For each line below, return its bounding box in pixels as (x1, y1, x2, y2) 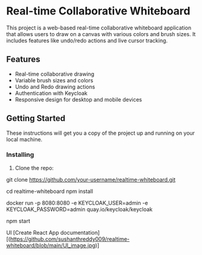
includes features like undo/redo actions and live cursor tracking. (6, 37, 168, 44)
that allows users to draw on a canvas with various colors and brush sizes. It (6, 30, 196, 37)
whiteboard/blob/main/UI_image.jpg (6, 242, 96, 249)
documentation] (60, 229, 100, 236)
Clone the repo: (14, 164, 54, 171)
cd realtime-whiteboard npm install (6, 188, 93, 195)
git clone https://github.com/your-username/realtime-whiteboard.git (6, 176, 176, 183)
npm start (6, 217, 31, 224)
